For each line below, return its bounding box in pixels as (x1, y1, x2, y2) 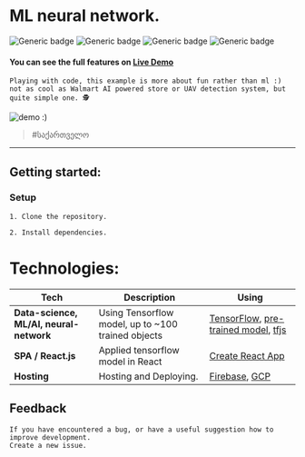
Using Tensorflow (98, 306, 174, 319)
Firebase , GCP (209, 370, 271, 382)
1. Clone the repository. (9, 212, 107, 221)
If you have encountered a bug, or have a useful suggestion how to (9, 424, 274, 434)
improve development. (9, 432, 92, 442)
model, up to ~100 (98, 317, 179, 330)
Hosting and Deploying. (98, 370, 199, 382)
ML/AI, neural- (14, 317, 80, 330)
